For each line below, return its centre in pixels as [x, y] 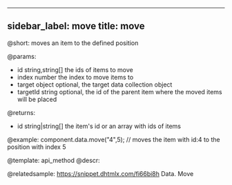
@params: [22, 56]
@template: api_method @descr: [54, 160]
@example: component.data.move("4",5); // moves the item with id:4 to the [114, 139]
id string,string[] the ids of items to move [75, 69]
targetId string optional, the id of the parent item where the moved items [119, 91]
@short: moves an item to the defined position [73, 43]
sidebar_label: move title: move [76, 26]
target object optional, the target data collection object [95, 85]
